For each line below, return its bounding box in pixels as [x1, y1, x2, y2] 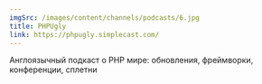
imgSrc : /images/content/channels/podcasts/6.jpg [9, 13, 201, 23]
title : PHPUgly [9, 22, 67, 31]
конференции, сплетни [9, 64, 98, 75]
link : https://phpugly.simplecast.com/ [9, 30, 160, 39]
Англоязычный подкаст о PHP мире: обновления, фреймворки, [9, 55, 254, 66]
